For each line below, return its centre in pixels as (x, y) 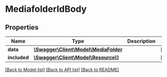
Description (141, 41)
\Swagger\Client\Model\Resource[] (76, 58)
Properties (22, 27)
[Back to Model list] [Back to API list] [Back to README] (62, 70)
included (18, 58)
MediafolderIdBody (46, 9)
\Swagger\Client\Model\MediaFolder (78, 49)
